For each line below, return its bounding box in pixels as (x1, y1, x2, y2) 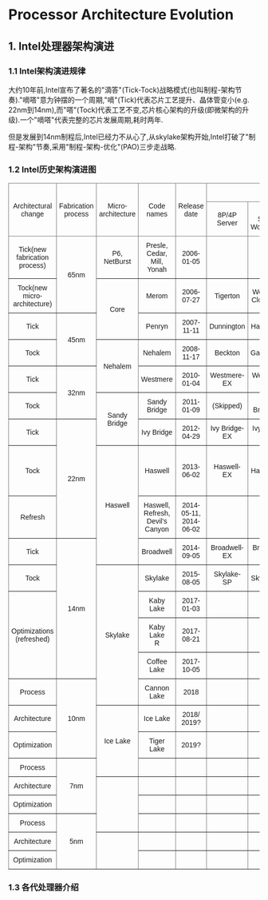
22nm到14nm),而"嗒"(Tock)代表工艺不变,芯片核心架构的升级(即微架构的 (8, 105, 242, 114)
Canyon (144, 525, 170, 534)
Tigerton (214, 292, 241, 301)
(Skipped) (211, 401, 242, 411)
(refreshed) (15, 635, 50, 644)
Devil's (146, 517, 167, 526)
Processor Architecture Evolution (8, 6, 234, 24)
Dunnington (209, 322, 246, 331)
